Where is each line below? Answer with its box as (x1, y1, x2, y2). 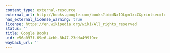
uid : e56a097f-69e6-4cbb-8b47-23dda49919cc (5, 36, 99, 41)
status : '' (5, 26, 28, 31)
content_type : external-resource (5, 7, 76, 13)
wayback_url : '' (5, 40, 39, 45)
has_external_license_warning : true (5, 17, 82, 22)
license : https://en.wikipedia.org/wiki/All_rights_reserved (5, 21, 137, 27)
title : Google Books (5, 31, 49, 36)
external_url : (5, 12, 35, 17)
